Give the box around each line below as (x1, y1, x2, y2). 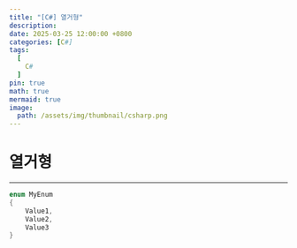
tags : (9, 46, 29, 55)
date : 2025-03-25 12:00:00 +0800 (9, 29, 133, 38)
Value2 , (25, 214, 53, 223)
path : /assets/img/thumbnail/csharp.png (17, 111, 168, 120)
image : (9, 103, 34, 112)
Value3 (25, 222, 49, 232)
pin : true (9, 79, 46, 87)
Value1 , (25, 207, 53, 215)
